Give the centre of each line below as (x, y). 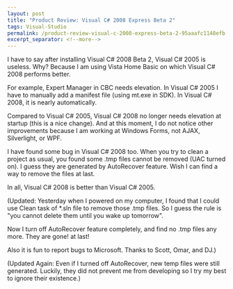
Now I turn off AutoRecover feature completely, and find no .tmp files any (112, 229)
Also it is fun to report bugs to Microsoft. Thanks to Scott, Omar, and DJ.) (112, 250)
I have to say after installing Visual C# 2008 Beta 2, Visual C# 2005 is (107, 59)
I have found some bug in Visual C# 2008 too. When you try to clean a (108, 152)
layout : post (26, 14)
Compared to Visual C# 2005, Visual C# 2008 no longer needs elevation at (114, 116)
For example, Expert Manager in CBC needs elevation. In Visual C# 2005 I (113, 88)
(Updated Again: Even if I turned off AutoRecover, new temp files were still (114, 264)
